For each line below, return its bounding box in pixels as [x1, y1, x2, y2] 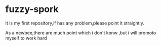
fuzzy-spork [5, 3, 59, 15]
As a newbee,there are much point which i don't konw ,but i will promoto [5, 29, 156, 35]
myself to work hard [5, 35, 47, 41]
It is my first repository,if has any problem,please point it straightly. [5, 20, 144, 26]
